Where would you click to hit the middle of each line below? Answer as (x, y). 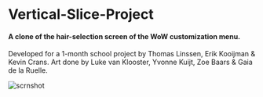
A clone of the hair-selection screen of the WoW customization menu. (124, 36)
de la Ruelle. (28, 70)
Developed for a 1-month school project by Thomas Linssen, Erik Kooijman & (132, 54)
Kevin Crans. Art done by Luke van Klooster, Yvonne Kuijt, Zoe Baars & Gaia (130, 62)
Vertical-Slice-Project (81, 14)
